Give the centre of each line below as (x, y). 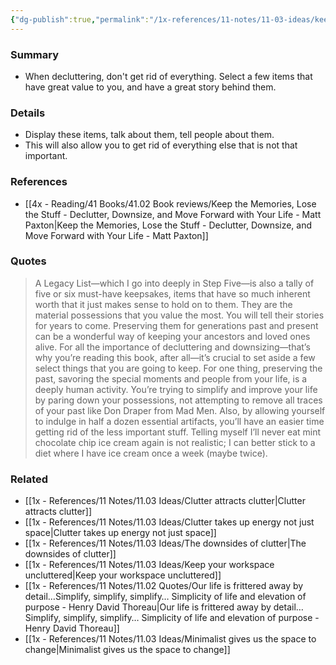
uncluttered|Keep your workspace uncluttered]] (123, 575)
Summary (35, 54)
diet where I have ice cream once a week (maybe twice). (151, 453)
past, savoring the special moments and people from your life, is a (171, 378)
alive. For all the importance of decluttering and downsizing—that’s (172, 347)
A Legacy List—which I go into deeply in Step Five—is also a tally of (174, 283)
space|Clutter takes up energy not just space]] (120, 533)
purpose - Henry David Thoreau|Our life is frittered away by (148, 607)
